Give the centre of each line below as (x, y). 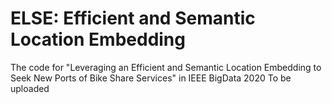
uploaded (30, 88)
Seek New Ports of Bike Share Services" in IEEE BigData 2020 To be (151, 78)
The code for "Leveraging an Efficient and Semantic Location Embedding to (166, 67)
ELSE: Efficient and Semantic (133, 18)
